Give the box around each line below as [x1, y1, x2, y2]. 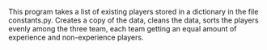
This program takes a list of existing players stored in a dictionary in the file [8, 7, 259, 16]
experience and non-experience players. [8, 32, 144, 42]
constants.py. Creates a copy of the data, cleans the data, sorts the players [8, 15, 259, 25]
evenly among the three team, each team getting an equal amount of [8, 24, 237, 33]
